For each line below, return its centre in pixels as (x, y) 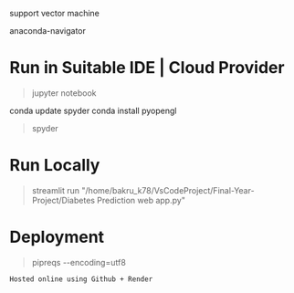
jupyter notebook (64, 93)
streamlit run (56, 190)
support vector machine (55, 13)
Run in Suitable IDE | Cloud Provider (147, 68)
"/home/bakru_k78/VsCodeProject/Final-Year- (168, 190)
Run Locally (55, 166)
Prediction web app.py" (141, 200)
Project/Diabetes (63, 200)
